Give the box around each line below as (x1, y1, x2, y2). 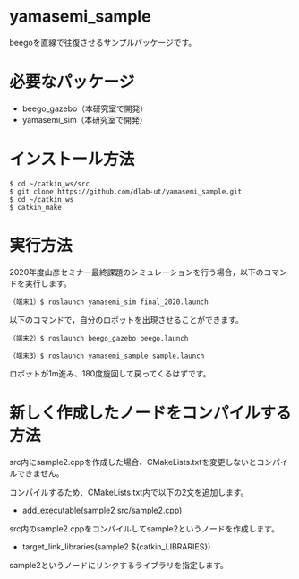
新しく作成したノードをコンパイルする (9, 402, 293, 423)
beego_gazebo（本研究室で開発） (21, 103, 149, 114)
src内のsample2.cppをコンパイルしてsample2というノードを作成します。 (9, 523, 280, 534)
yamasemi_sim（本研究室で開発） (21, 114, 148, 125)
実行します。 (24, 278, 72, 289)
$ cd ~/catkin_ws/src (9, 179, 90, 188)
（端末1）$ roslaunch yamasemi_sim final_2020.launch (9, 298, 209, 307)
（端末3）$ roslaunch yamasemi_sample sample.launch (9, 351, 205, 360)
